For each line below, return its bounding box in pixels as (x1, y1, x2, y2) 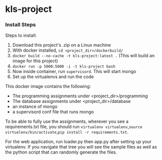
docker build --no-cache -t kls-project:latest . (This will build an (12, 53, 155, 59)
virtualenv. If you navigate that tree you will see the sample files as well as (5, 144, 157, 150)
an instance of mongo (12, 103, 58, 110)
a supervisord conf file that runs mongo (12, 109, 94, 115)
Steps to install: (5, 32, 37, 38)
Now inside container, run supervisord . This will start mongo (12, 69, 137, 75)
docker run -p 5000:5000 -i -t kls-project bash (12, 64, 116, 69)
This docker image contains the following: (5, 83, 91, 89)
